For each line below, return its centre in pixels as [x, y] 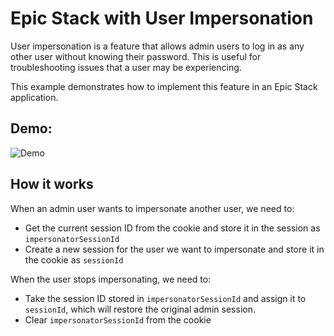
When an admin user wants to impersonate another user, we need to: [152, 208]
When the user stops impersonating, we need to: [111, 279]
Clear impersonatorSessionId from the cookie [118, 319]
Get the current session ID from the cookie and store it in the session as [172, 228]
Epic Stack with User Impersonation [162, 18]
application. [34, 97]
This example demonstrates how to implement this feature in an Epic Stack [164, 86]
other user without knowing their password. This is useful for [136, 56]
